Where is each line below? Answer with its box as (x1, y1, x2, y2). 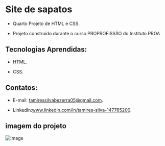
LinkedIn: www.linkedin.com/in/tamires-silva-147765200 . (12, 107, 132, 113)
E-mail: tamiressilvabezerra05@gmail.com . (12, 97, 103, 103)
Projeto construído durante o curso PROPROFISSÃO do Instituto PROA (12, 30, 160, 36)
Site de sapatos (5, 4, 73, 15)
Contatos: (5, 83, 38, 92)
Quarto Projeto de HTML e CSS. (12, 20, 80, 27)
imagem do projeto (5, 121, 66, 130)
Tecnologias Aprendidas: (5, 45, 87, 54)
